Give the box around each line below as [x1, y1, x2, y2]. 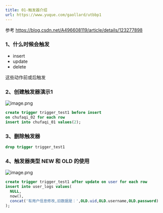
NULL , [10, 188, 22, 194]
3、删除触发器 [5, 132, 40, 139]
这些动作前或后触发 [5, 74, 46, 80]
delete [12, 63, 27, 69]
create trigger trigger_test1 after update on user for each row [5, 179, 147, 184]
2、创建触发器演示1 [5, 88, 53, 95]
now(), [10, 194, 24, 199]
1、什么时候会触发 [5, 41, 50, 48]
